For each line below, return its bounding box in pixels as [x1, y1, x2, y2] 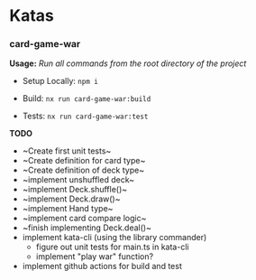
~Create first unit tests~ [22, 145, 112, 156]
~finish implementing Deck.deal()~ [22, 222, 151, 233]
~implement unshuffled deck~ [22, 174, 135, 185]
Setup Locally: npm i [22, 76, 99, 87]
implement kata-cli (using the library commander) [22, 232, 207, 243]
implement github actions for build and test [22, 261, 182, 272]
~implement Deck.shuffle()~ [22, 184, 128, 195]
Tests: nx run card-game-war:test [22, 110, 149, 122]
